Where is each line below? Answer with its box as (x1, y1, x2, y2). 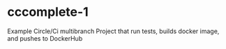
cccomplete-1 (7, 4, 89, 20)
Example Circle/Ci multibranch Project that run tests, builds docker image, (7, 27, 220, 35)
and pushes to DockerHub (7, 34, 83, 42)
